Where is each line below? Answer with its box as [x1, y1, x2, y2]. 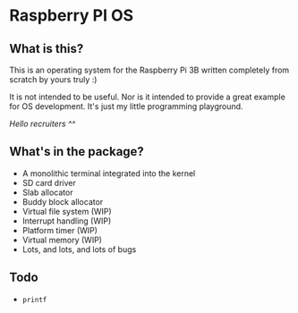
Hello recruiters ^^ [9, 118, 76, 129]
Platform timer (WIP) [21, 224, 98, 235]
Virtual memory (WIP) [21, 234, 103, 245]
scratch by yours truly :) [9, 74, 98, 85]
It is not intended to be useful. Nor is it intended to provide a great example [9, 91, 286, 102]
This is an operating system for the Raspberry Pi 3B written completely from [9, 64, 290, 75]
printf [21, 295, 47, 304]
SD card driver [21, 177, 76, 188]
